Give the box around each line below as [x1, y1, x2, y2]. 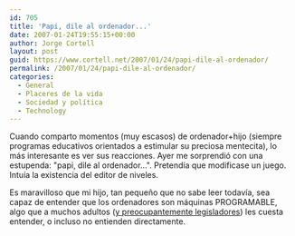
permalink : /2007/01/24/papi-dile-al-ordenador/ [9, 64, 196, 74]
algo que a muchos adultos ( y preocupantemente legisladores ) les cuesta [9, 206, 283, 218]
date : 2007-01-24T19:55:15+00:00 [9, 30, 136, 39]
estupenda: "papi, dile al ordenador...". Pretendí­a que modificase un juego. [9, 160, 287, 171]
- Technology [17, 106, 67, 115]
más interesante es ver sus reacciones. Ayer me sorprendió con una [9, 151, 263, 162]
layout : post [9, 47, 59, 56]
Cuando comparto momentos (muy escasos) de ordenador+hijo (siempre [9, 131, 282, 142]
